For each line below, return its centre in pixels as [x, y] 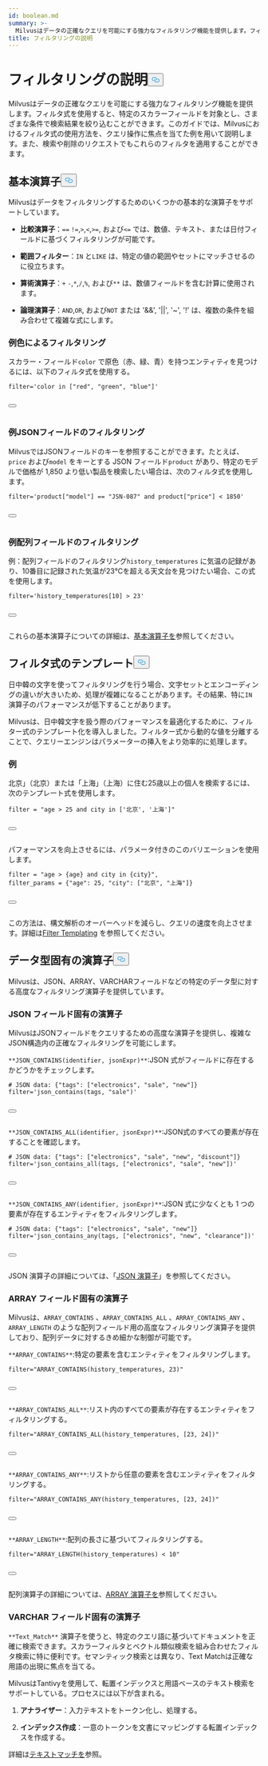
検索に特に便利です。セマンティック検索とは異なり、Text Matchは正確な [134, 1656]
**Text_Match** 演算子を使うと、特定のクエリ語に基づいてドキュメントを [128, 1636]
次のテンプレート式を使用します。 [64, 793]
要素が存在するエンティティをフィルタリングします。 [95, 1214]
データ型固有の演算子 [61, 961]
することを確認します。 [47, 1142]
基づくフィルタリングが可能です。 [103, 239]
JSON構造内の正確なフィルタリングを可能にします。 [95, 1043]
